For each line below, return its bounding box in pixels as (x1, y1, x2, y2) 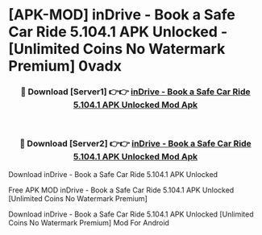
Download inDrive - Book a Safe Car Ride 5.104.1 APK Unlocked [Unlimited (8, 209, 254, 219)
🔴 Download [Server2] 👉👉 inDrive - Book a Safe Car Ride (19, 138, 252, 150)
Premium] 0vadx (8, 57, 123, 76)
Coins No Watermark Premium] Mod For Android (8, 217, 169, 227)
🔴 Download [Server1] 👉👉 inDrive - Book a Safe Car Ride (19, 86, 252, 97)
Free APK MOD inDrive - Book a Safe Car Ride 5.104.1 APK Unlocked (8, 185, 235, 195)
